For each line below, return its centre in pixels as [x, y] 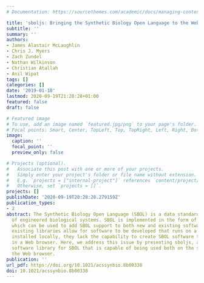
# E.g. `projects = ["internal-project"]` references [78, 180]
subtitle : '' [23, 29]
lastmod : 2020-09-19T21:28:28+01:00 [53, 97]
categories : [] [25, 85]
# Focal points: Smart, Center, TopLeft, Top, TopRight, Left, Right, [97, 130]
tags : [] [17, 80]
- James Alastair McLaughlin [43, 46]
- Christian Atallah [32, 68]
